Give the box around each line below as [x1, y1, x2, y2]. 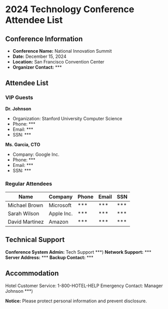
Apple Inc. [49, 210, 73, 217]
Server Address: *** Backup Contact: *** [5, 254, 94, 260]
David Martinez [8, 218, 44, 225]
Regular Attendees [5, 180, 52, 187]
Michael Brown [8, 201, 44, 209]
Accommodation [5, 269, 59, 278]
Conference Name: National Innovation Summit [12, 48, 112, 54]
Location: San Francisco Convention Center [12, 59, 105, 64]
